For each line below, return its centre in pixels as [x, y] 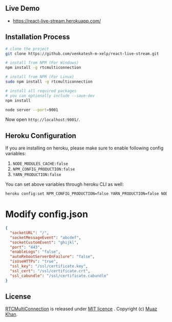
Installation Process [38, 37]
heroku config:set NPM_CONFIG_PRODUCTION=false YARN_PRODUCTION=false [82, 194]
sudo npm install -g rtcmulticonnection [49, 82]
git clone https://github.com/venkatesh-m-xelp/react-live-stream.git [82, 53]
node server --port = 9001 [32, 110]
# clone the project [27, 49]
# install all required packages [41, 91]
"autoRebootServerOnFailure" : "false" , [52, 257]
